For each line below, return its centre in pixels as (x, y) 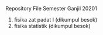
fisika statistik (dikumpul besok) (52, 26)
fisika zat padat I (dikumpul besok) (56, 20)
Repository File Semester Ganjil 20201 (51, 8)
